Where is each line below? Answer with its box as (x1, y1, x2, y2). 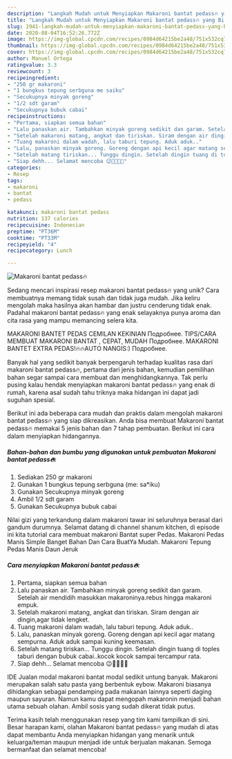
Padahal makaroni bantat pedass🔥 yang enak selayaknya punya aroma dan (7, 309, 221, 317)
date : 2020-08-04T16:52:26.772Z (7, 29, 100, 37)
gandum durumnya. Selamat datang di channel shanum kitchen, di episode (7, 523, 220, 532)
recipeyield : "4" (7, 241, 57, 248)
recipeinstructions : (7, 113, 67, 119)
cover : (7, 49, 26, 56)
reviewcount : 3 (7, 68, 51, 75)
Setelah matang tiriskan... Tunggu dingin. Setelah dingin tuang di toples (17, 645, 220, 653)
